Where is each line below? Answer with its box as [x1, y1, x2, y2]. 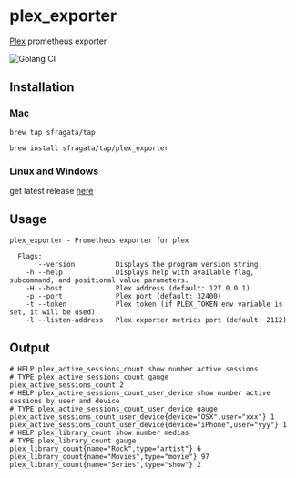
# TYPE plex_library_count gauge [9, 436, 137, 445]
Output [9, 341, 50, 356]
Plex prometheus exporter [9, 36, 107, 46]
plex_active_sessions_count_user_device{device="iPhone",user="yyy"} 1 [9, 420, 287, 429]
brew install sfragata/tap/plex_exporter [9, 143, 169, 153]
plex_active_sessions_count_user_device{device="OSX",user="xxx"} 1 [9, 412, 275, 422]
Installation [9, 79, 75, 96]
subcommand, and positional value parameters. [9, 275, 189, 285]
